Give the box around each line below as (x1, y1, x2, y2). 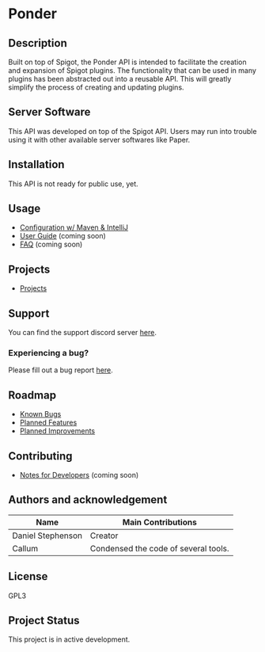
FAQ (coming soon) (19, 239, 83, 250)
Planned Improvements (19, 426, 96, 436)
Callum (12, 543, 38, 554)
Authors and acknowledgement (8, 493, 168, 507)
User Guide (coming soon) (19, 231, 107, 241)
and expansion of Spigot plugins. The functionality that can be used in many (8, 66, 257, 75)
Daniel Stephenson (12, 530, 83, 541)
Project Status (8, 614, 81, 627)
